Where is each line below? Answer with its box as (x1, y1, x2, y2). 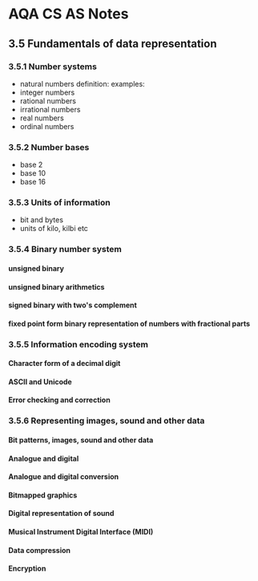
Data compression (8, 545, 71, 555)
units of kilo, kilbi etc (19, 224, 88, 234)
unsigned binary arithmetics (8, 282, 105, 291)
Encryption (8, 563, 46, 574)
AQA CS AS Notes (8, 5, 129, 23)
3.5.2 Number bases (8, 141, 90, 152)
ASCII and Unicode (8, 376, 72, 386)
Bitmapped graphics (8, 490, 78, 500)
